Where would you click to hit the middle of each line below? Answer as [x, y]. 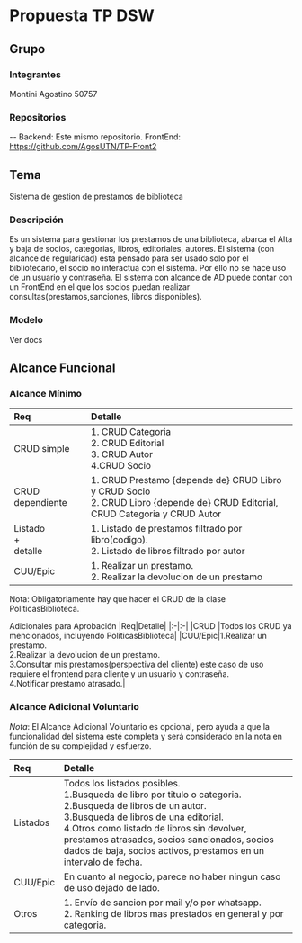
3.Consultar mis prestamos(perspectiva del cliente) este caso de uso [137, 665]
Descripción [37, 220]
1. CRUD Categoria [131, 432]
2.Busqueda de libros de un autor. [135, 805]
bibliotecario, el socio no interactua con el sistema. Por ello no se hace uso [148, 268]
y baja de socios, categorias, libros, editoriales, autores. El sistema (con [142, 249]
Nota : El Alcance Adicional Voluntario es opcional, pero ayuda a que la [139, 726]
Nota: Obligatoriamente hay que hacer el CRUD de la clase [118, 599]
